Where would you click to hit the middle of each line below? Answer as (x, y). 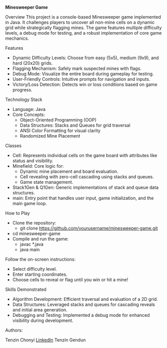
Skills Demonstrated (26, 289)
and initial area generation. (40, 310)
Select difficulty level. (35, 269)
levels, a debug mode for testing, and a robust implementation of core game (83, 33)
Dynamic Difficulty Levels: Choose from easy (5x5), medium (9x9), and (85, 58)
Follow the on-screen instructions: (40, 259)
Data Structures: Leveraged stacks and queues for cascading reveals (83, 304)
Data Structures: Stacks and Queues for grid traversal (75, 125)
